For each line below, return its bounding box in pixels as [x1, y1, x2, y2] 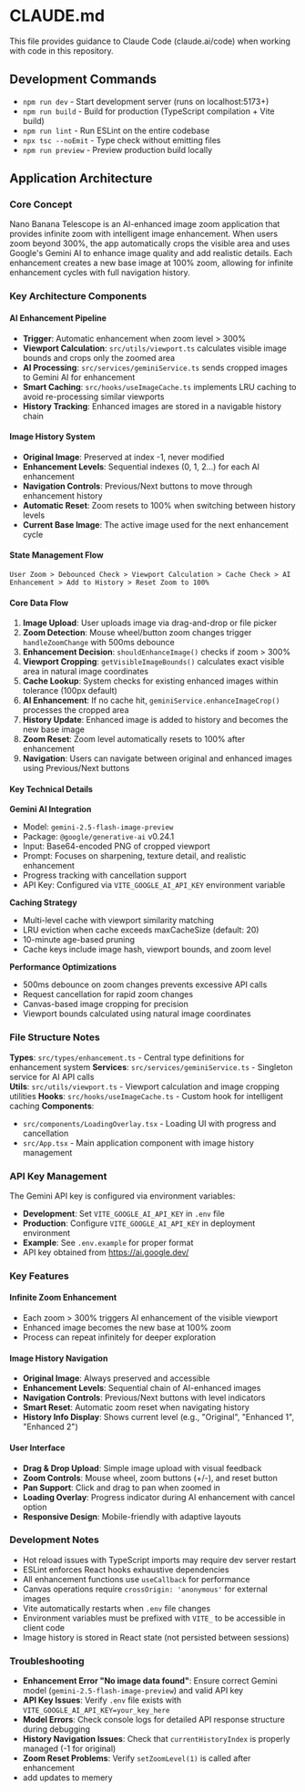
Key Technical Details [9, 783, 94, 794]
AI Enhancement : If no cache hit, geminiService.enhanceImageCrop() [22, 695, 280, 706]
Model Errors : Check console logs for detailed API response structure [22, 1715, 285, 1725]
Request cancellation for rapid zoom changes [22, 989, 194, 1000]
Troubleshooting [9, 1654, 85, 1667]
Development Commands [9, 72, 158, 88]
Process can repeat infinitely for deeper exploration [22, 1332, 217, 1343]
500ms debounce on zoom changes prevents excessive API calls [22, 979, 268, 990]
